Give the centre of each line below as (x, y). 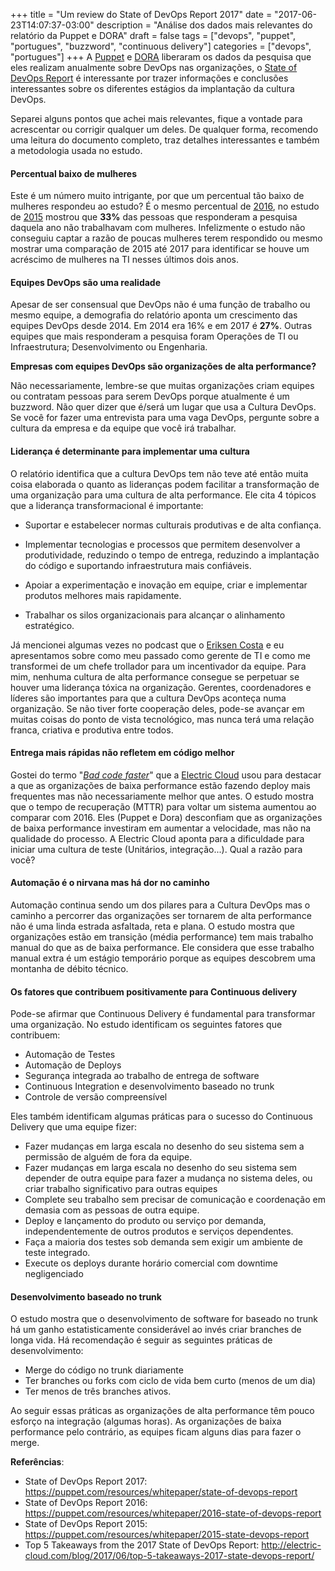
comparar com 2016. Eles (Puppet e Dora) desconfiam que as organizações (166, 817)
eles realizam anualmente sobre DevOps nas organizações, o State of (154, 67)
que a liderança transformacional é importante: (107, 505)
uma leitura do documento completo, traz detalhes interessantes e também (165, 140)
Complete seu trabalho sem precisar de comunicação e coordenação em (175, 1200)
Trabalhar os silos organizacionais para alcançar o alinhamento (155, 615)
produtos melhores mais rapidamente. (103, 595)
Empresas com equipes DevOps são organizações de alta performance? (163, 366)
